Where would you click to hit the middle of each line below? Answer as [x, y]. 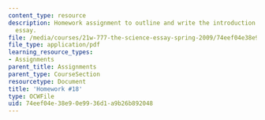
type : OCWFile [32, 96]
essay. [26, 30]
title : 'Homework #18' [45, 89]
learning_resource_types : [50, 52]
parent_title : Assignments [52, 67]
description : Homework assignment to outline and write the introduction [132, 23]
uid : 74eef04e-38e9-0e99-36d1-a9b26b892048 [81, 103]
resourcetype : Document [47, 81]
